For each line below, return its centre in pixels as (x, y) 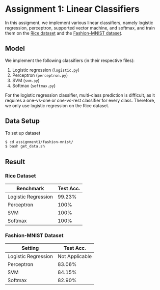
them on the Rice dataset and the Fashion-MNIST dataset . (64, 33)
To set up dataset (23, 133)
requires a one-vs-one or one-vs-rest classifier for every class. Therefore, (80, 100)
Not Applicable (75, 257)
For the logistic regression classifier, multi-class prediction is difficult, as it (80, 95)
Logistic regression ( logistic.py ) (46, 70)
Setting (30, 248)
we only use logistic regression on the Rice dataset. (57, 105)
